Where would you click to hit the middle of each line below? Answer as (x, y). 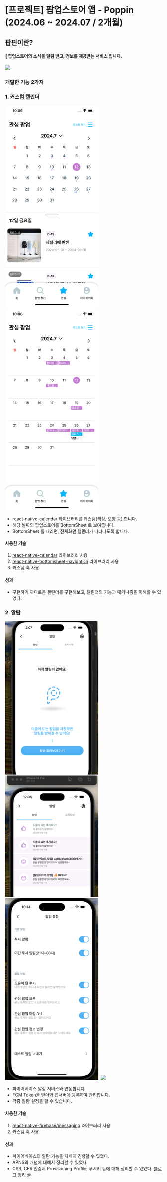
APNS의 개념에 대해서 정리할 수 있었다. (50, 1162)
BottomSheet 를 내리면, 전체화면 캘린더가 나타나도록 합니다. (71, 531)
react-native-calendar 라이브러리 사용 (50, 555)
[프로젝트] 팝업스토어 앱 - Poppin (70, 10)
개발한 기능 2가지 (24, 82)
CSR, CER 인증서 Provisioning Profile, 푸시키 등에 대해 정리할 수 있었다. (82, 1169)
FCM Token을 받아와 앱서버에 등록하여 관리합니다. (61, 1095)
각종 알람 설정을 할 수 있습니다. (42, 1101)
